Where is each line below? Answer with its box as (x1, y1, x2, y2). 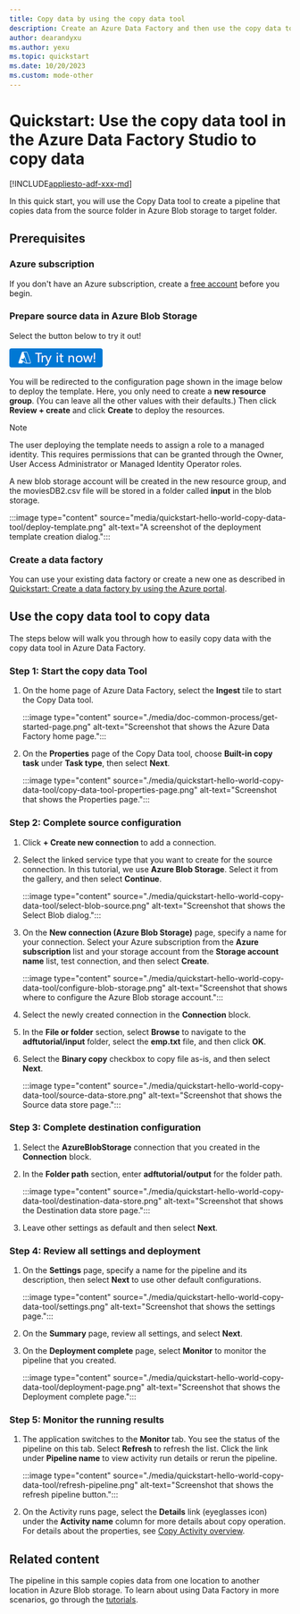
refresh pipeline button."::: (21, 1490, 119, 1500)
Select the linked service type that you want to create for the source (21, 854, 273, 865)
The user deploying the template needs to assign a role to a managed (9, 439, 265, 450)
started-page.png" (21, 721, 92, 733)
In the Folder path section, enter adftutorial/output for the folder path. (21, 1168, 283, 1179)
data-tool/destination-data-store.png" (21, 1195, 162, 1206)
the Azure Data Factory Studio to (9, 130, 257, 150)
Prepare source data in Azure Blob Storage (9, 310, 198, 322)
